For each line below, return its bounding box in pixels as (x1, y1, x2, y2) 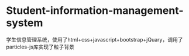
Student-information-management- (6, 4, 184, 17)
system (6, 16, 43, 29)
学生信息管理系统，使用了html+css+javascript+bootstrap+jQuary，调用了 (6, 36, 183, 43)
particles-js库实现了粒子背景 (6, 43, 75, 50)
